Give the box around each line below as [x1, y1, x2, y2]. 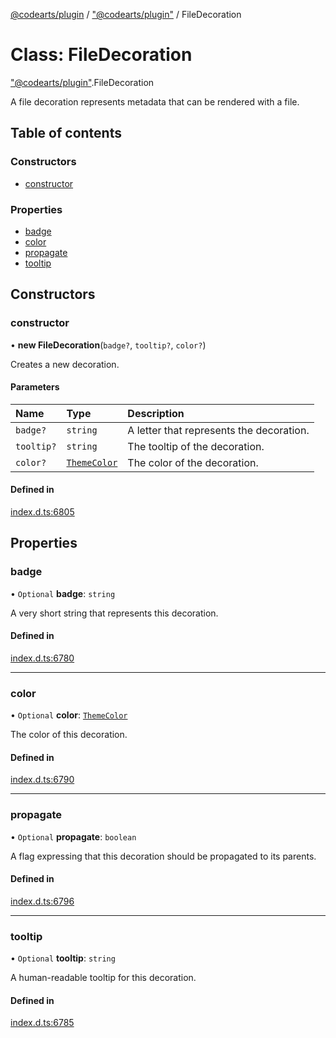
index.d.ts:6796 [10, 895, 75, 907]
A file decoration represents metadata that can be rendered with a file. [10, 95, 300, 108]
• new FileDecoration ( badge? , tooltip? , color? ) [10, 339, 207, 351]
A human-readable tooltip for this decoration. [10, 972, 197, 984]
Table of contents [10, 125, 122, 142]
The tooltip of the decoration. [127, 439, 265, 453]
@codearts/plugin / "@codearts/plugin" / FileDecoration [10, 9, 242, 20]
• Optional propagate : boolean [10, 830, 137, 843]
